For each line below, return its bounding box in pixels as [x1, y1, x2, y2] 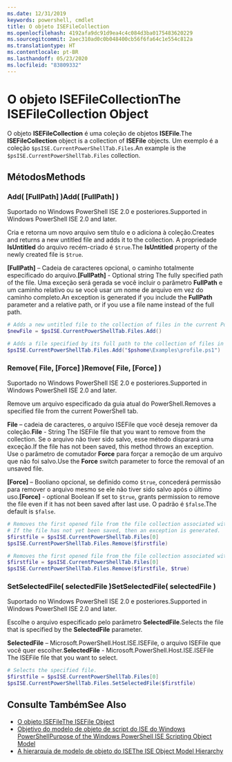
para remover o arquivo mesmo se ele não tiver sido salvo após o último [7, 485, 212, 493]
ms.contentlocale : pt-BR [7, 49, 79, 56]
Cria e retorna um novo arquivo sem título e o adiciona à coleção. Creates [7, 228, 215, 237]
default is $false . [7, 507, 56, 516]
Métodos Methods [7, 171, 86, 183]
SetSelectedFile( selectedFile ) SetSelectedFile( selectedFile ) [7, 582, 216, 592]
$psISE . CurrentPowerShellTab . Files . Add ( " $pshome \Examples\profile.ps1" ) [7, 347, 221, 354]
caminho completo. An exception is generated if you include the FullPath [7, 293, 213, 302]
